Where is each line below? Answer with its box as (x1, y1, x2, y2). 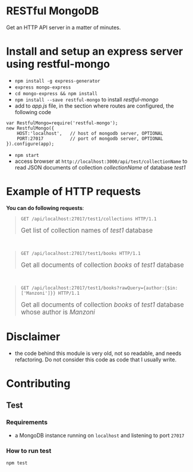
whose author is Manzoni (20, 308, 95, 316)
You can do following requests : (6, 204, 84, 212)
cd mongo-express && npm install (14, 90, 98, 96)
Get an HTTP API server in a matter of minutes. (6, 24, 121, 31)
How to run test (6, 446, 52, 455)
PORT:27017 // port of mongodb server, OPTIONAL (17, 136, 163, 141)
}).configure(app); (6, 141, 55, 147)
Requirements (6, 418, 48, 426)
